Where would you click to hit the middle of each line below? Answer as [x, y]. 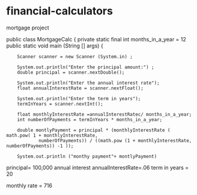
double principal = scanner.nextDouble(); [71, 72]
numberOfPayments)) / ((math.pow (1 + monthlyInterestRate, [115, 140]
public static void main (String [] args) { [55, 46]
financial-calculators [59, 11]
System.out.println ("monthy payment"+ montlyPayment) [87, 156]
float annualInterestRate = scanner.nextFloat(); [80, 88]
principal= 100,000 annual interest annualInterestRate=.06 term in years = [98, 167]
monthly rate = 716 [29, 185]
